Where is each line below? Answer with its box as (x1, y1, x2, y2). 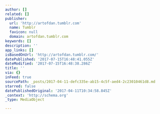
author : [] (5, 7, 27, 12)
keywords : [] (5, 39, 32, 44)
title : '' (5, 66, 25, 71)
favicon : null (9, 30, 38, 34)
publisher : (5, 16, 27, 21)
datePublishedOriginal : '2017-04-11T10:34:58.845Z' (5, 88, 112, 93)
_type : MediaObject (5, 98, 45, 102)
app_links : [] (5, 48, 34, 52)
